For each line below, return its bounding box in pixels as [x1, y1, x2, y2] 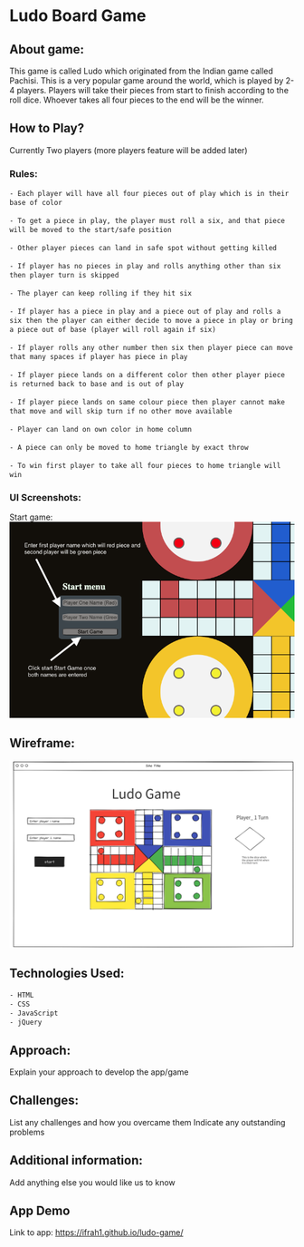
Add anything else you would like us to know [9, 1176, 176, 1188]
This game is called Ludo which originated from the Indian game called [9, 65, 274, 76]
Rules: [9, 167, 38, 180]
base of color [9, 199, 63, 208]
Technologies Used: [9, 965, 125, 980]
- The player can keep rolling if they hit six [9, 289, 193, 298]
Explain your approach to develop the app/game [9, 1067, 189, 1077]
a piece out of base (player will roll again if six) [9, 326, 217, 335]
